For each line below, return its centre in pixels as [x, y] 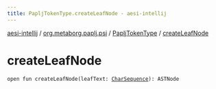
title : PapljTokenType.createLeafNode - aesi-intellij [87, 13]
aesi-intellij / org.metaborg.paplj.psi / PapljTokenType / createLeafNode [108, 33]
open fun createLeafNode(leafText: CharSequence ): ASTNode [93, 79]
